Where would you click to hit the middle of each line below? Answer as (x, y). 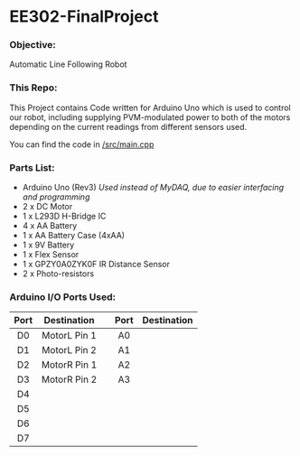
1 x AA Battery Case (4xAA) (73, 236)
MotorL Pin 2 (69, 350)
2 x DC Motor (47, 207)
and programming (56, 197)
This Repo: (33, 88)
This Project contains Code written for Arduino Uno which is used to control (150, 107)
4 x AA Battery (50, 226)
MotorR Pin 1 (69, 365)
